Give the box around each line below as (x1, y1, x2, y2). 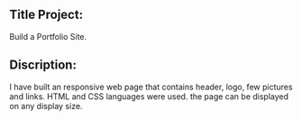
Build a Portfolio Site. (9, 31, 87, 42)
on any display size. (9, 100, 83, 111)
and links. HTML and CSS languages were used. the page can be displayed (9, 90, 289, 102)
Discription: (9, 58, 77, 73)
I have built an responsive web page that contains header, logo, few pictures (9, 81, 293, 92)
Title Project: (9, 7, 84, 23)
